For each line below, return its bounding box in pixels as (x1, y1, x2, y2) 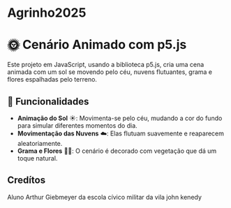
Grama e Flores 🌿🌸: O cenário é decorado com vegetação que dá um (17, 147, 217, 155)
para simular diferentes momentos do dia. (17, 121, 137, 130)
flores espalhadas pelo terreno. (7, 75, 98, 84)
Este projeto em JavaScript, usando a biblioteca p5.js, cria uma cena (7, 61, 204, 69)
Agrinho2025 (7, 5, 87, 21)
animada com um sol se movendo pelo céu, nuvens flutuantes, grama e (7, 68, 213, 76)
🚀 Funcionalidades (7, 96, 89, 107)
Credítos (7, 174, 46, 186)
